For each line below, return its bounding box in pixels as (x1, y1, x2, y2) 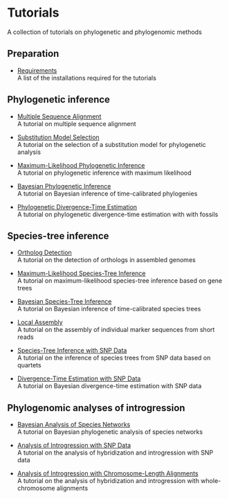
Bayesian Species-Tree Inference (17, 297, 112, 306)
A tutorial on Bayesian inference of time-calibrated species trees (17, 305, 201, 313)
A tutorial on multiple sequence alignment (17, 119, 136, 128)
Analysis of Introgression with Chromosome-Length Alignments (17, 469, 199, 478)
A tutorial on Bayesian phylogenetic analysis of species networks (17, 428, 203, 436)
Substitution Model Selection (17, 133, 100, 141)
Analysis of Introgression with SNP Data (17, 441, 131, 450)
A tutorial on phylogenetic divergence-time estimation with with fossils (17, 210, 219, 218)
